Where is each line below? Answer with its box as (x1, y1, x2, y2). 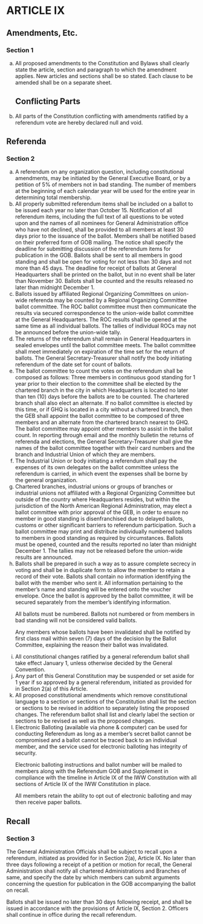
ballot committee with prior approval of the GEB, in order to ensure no (14, 509, 188, 516)
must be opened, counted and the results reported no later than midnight (14, 541, 197, 548)
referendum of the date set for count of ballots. (14, 361, 132, 368)
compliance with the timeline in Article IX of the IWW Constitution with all (14, 774, 197, 781)
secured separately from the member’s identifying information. (14, 599, 171, 606)
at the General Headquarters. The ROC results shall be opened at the (14, 316, 187, 324)
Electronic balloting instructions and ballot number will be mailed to (14, 761, 182, 769)
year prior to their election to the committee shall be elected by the (14, 380, 181, 388)
